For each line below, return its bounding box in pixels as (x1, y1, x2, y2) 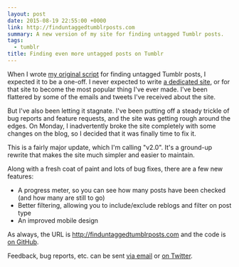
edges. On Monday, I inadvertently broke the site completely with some (7, 121, 216, 130)
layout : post (7, 10, 46, 18)
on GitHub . (7, 237, 39, 246)
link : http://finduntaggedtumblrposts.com (7, 24, 135, 31)
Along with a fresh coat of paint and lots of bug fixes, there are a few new (7, 164, 223, 173)
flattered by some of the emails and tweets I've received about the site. (7, 92, 216, 101)
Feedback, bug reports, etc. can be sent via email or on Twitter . (7, 251, 193, 260)
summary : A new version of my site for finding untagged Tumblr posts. (7, 30, 224, 38)
